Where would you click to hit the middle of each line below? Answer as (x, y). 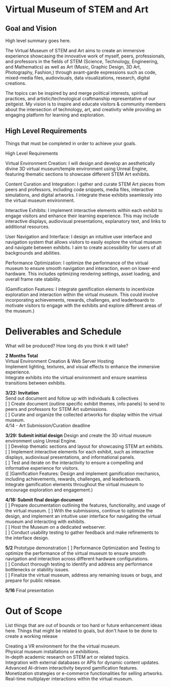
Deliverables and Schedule (63, 331)
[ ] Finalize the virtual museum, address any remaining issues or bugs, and (84, 575)
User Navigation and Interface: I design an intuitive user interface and (79, 236)
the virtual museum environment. (40, 200)
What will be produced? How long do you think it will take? (67, 346)
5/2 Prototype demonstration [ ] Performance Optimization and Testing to (83, 548)
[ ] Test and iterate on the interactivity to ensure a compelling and (74, 463)
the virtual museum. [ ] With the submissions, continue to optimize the (79, 510)
